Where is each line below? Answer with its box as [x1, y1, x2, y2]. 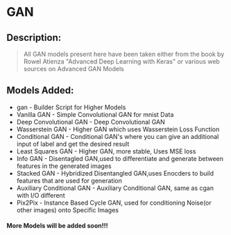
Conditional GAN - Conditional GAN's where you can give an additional [16, 132, 219, 140]
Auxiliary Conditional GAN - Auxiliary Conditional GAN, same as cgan [16, 184, 214, 192]
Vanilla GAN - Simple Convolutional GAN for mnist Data [16, 110, 174, 118]
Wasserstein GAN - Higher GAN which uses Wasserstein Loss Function [16, 125, 220, 133]
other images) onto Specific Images [16, 205, 119, 214]
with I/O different [16, 191, 65, 199]
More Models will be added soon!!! [6, 222, 108, 230]
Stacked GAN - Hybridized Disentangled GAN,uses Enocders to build [16, 169, 214, 177]
